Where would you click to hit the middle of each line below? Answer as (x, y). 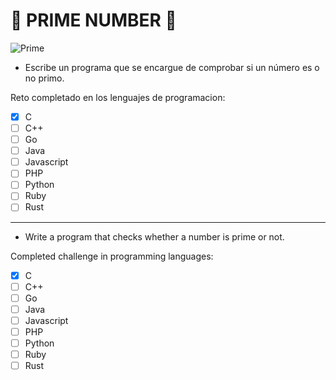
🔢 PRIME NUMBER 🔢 (93, 20)
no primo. (44, 78)
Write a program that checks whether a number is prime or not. (154, 236)
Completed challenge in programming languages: (112, 256)
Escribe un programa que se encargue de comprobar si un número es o (172, 67)
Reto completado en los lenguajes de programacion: (118, 97)
